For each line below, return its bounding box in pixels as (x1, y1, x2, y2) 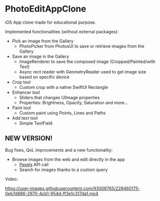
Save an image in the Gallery (12, 53, 69, 59)
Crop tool (12, 79, 31, 85)
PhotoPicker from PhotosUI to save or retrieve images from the (19, 43, 145, 49)
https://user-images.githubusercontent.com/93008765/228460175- (5, 185, 140, 191)
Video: (5, 176, 18, 182)
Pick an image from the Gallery (12, 38, 74, 44)
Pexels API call (19, 161, 49, 167)
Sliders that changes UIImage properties (19, 94, 100, 100)
